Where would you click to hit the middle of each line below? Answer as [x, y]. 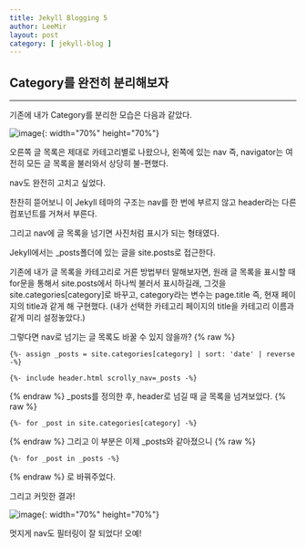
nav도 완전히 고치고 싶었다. [58, 183]
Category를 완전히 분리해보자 [89, 83]
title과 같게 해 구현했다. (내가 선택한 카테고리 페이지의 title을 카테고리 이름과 [160, 306]
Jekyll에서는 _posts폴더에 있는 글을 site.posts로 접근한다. [112, 253]
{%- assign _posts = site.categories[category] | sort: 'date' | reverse [153, 354]
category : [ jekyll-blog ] [61, 43]
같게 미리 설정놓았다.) [47, 318]
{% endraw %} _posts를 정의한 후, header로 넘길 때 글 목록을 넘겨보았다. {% [148, 396]
